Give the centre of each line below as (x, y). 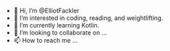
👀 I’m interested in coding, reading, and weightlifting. (88, 18)
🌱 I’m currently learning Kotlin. (56, 25)
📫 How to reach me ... (45, 40)
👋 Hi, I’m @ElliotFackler (46, 11)
